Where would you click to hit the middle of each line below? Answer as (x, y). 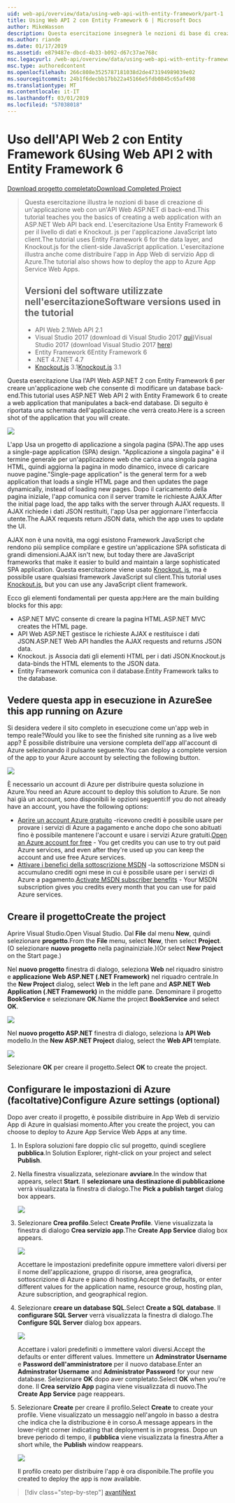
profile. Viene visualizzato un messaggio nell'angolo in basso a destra (118, 1415)
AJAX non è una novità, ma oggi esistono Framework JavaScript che (106, 539)
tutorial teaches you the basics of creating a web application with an (123, 217)
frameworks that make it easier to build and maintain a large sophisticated (114, 562)
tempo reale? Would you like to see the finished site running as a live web (112, 735)
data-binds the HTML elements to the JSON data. (89, 663)
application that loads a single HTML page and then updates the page (108, 481)
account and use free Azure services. (71, 857)
